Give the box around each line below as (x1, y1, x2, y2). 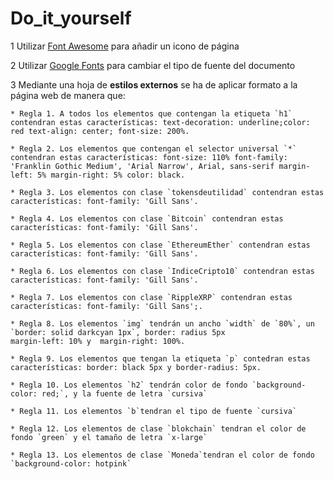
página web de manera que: (10, 89, 126, 101)
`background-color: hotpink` (10, 458, 132, 469)
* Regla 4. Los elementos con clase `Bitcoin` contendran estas (10, 213, 284, 224)
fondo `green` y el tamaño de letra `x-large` (10, 432, 208, 442)
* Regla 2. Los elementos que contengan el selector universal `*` (10, 143, 298, 154)
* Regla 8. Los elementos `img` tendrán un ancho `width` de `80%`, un (10, 318, 315, 329)
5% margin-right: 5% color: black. (36, 170, 186, 180)
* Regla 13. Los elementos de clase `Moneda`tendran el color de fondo (10, 450, 315, 460)
